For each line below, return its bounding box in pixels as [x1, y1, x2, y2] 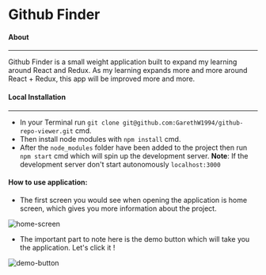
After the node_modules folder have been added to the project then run [19, 143, 248, 152]
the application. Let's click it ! [19, 243, 116, 252]
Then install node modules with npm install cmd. [19, 134, 181, 143]
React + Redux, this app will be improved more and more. [8, 74, 196, 84]
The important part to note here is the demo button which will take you [19, 234, 250, 243]
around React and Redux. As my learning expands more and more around [8, 66, 248, 75]
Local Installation [8, 92, 66, 101]
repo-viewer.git [19, 127, 74, 136]
